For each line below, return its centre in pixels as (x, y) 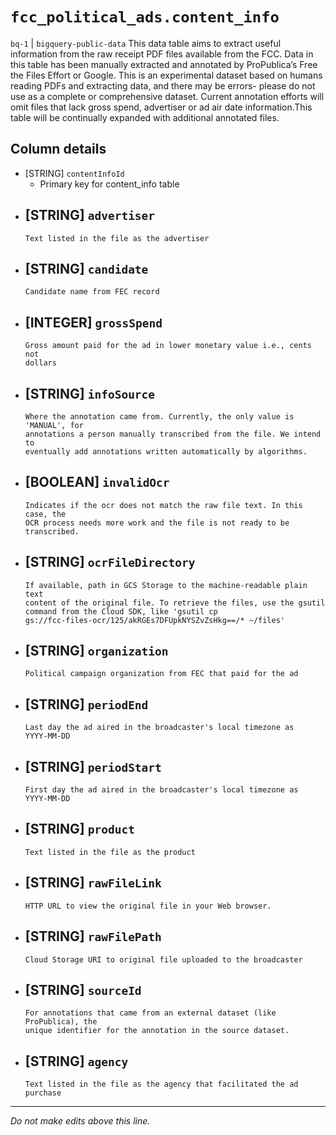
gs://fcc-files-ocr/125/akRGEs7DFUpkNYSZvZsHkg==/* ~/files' (155, 620)
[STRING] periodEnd (86, 704)
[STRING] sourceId (83, 989)
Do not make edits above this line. (80, 1121)
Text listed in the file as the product (110, 852)
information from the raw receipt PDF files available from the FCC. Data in (162, 54)
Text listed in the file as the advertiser (117, 238)
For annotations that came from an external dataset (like (150, 1013)
